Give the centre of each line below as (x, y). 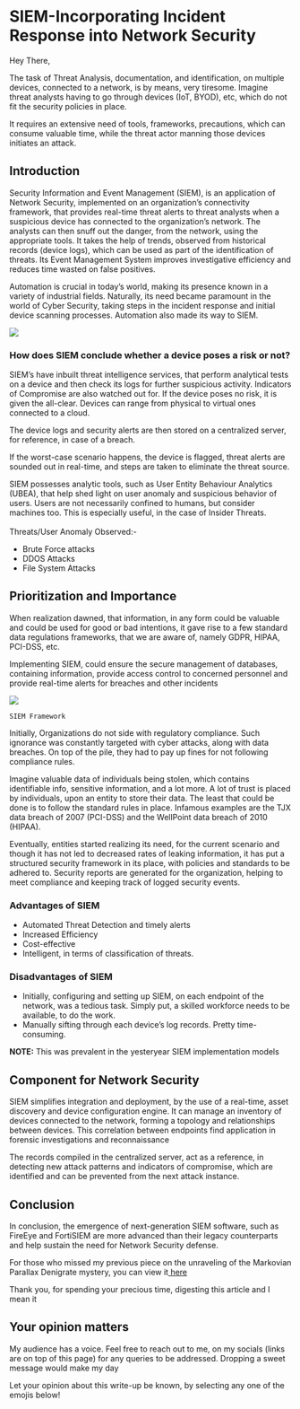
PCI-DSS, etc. (35, 646)
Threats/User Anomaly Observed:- (73, 532)
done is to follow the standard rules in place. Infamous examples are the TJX (150, 807)
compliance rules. (42, 761)
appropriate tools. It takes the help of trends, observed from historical (138, 241)
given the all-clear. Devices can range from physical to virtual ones (133, 403)
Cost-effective (49, 944)
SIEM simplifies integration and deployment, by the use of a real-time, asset (149, 1102)
